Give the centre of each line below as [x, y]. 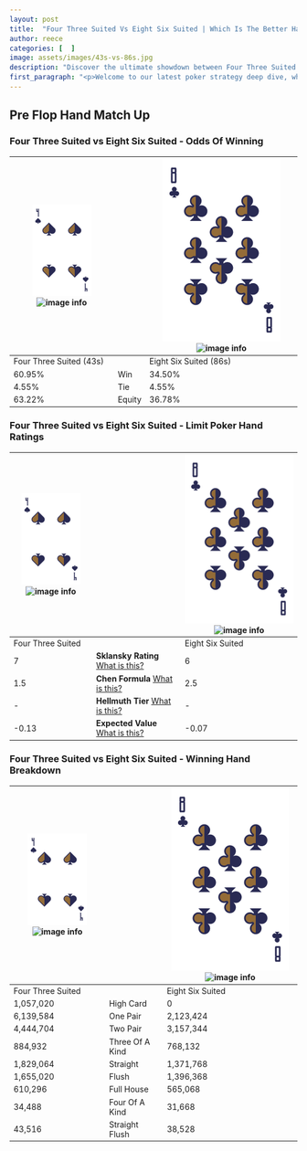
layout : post [34, 19]
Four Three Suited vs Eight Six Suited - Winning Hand [130, 759]
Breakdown [35, 770]
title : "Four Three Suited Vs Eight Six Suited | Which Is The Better [148, 29]
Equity [129, 400]
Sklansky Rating [127, 656]
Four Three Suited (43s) [58, 362]
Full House [129, 1089]
